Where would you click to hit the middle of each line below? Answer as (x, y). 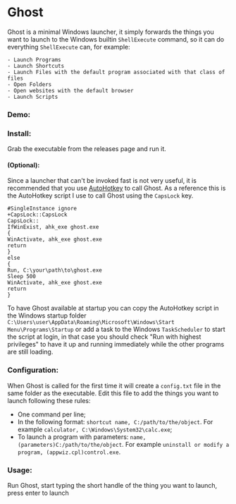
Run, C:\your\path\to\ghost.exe (55, 270)
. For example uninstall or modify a (176, 444)
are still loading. (30, 352)
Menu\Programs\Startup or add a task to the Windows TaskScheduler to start (116, 330)
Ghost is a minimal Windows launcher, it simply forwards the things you (111, 32)
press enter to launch (38, 493)
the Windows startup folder (47, 316)
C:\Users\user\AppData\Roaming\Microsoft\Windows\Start (91, 323)
